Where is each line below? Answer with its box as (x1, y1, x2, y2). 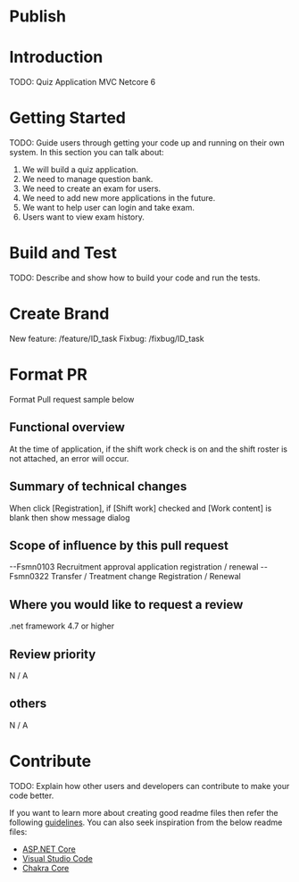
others (9, 696, 47, 711)
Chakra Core (21, 862, 70, 873)
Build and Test (9, 243, 118, 263)
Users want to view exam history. (21, 212, 145, 222)
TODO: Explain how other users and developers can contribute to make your (9, 780, 290, 791)
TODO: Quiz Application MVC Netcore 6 (9, 77, 156, 87)
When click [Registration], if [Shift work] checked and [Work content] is (9, 503, 272, 513)
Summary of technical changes (9, 479, 187, 495)
